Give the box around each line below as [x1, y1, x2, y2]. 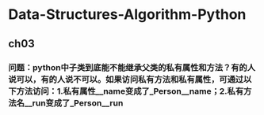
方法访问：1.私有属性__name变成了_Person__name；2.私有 [16, 85, 244, 96]
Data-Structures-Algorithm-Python [8, 6, 247, 24]
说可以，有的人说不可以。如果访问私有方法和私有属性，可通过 [8, 73, 244, 84]
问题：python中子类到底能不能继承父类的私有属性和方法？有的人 [8, 61, 256, 72]
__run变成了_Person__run [24, 97, 124, 108]
